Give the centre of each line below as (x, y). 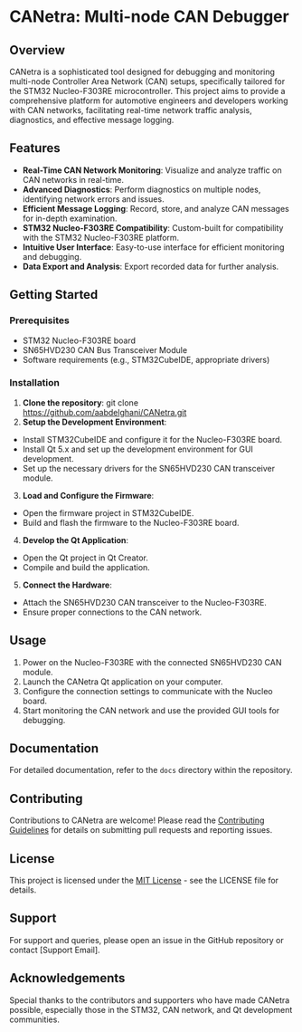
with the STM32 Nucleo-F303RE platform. (101, 237)
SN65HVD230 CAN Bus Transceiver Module (105, 349)
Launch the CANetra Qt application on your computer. (123, 682)
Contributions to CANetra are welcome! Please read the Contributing (137, 820)
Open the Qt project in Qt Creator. (85, 558)
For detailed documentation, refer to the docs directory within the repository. (151, 770)
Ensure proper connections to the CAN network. (112, 612)
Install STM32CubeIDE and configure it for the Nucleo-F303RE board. (152, 439)
